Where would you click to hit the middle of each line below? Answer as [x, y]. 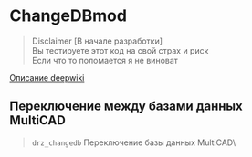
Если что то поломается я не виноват [105, 60]
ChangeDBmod [68, 16]
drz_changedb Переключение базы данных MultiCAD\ [134, 142]
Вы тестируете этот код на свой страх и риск [120, 50]
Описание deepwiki [47, 77]
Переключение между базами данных [126, 107]
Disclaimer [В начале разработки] [97, 41]
